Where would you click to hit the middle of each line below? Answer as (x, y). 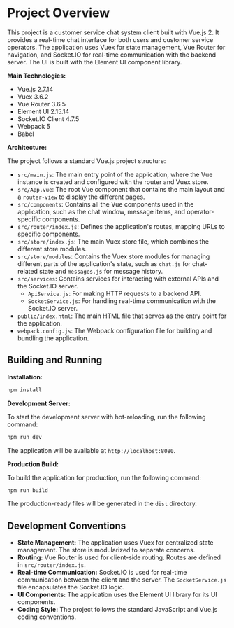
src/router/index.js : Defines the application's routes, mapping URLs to (121, 226)
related (28, 271)
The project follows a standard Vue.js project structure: (87, 161)
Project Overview (59, 13)
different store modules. (52, 249)
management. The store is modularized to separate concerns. (106, 550)
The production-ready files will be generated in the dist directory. (102, 504)
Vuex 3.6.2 (33, 97)
